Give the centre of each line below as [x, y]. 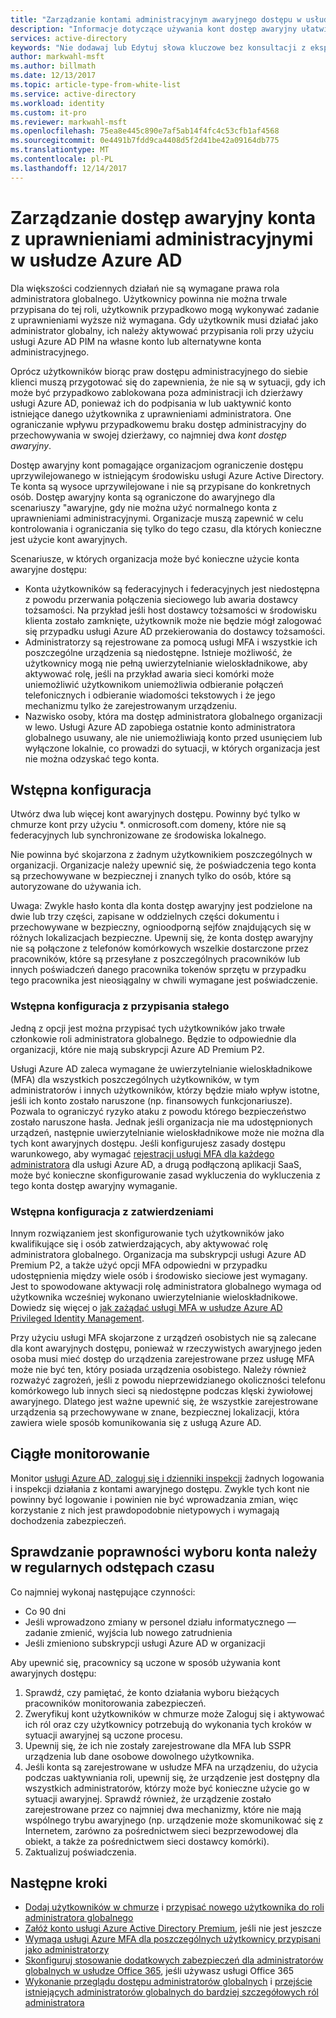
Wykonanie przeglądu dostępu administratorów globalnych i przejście [168, 1982]
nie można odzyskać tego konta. [92, 758]
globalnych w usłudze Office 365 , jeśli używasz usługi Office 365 [159, 1971]
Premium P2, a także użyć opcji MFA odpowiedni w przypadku [139, 1265]
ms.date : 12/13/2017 [53, 76]
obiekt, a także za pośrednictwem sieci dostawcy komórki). [147, 1841]
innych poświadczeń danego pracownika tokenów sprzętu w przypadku [158, 970]
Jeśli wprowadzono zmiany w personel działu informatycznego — [160, 1622]
